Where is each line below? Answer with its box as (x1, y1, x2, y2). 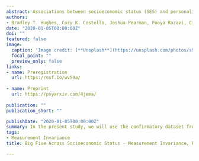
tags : (6, 130, 20, 136)
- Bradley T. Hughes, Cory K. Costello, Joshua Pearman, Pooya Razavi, (6, 20, 187, 25)
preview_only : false (11, 58, 62, 64)
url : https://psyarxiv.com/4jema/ (11, 91, 97, 97)
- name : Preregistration (6, 69, 68, 75)
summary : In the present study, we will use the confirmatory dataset (6, 124, 184, 130)
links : (6, 63, 23, 70)
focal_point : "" (11, 53, 52, 59)
